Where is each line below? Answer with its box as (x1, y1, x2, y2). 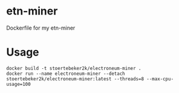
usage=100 (6, 81, 31, 87)
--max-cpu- (146, 75, 174, 82)
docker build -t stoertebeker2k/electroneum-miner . (6, 65, 142, 71)
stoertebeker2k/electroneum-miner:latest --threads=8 (6, 75, 145, 82)
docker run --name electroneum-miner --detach (6, 71, 125, 77)
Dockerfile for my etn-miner (6, 24, 75, 31)
